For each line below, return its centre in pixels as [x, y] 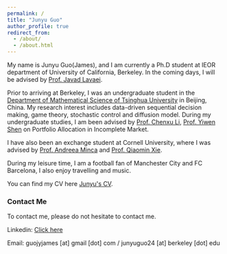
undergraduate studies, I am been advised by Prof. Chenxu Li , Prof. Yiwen [111, 122]
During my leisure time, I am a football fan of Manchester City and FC [105, 163]
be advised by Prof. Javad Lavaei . [55, 79]
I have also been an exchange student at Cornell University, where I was [109, 142]
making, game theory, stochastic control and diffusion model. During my [109, 115]
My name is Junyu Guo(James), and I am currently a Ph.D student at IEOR [111, 65]
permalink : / [26, 13]
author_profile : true [38, 26]
